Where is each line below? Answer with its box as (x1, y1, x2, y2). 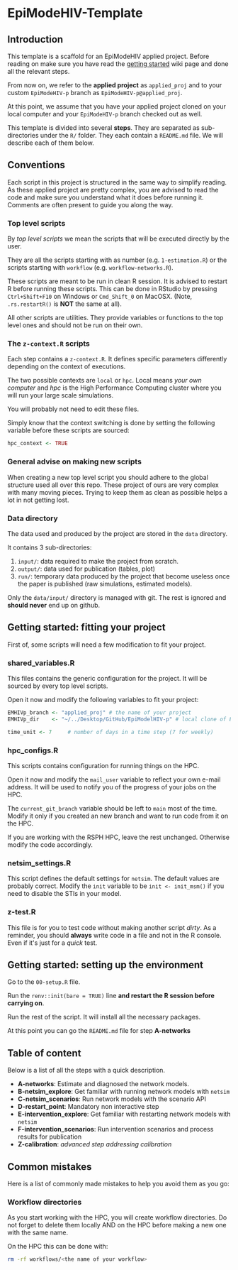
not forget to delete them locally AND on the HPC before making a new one (7, 1221, 227, 1230)
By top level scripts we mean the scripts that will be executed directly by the (7, 234, 229, 243)
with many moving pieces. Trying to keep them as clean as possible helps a (7, 488, 228, 496)
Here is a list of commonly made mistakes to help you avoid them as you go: (7, 1179, 229, 1188)
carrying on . (7, 999, 45, 1007)
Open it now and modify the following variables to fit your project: (7, 695, 199, 704)
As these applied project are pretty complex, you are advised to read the (7, 185, 219, 194)
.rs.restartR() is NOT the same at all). (7, 300, 122, 308)
